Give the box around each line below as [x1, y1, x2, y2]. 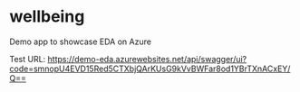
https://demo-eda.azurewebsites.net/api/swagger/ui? [47, 53, 247, 64]
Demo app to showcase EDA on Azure [9, 36, 152, 47]
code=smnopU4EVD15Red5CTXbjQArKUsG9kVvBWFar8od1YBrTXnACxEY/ [9, 63, 291, 74]
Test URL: [9, 53, 46, 64]
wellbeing [9, 6, 85, 27]
